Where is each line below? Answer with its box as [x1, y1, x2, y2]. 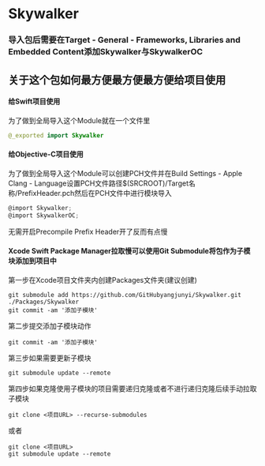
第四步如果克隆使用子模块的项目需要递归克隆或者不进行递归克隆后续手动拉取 [8, 384, 257, 393]
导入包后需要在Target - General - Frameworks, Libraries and [8, 35, 241, 46]
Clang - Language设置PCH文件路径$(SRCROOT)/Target [8, 179, 189, 188]
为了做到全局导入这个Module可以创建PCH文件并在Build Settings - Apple [8, 168, 243, 178]
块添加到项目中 [8, 256, 57, 265]
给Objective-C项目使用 [8, 149, 84, 159]
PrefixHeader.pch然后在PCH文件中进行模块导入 [17, 188, 172, 197]
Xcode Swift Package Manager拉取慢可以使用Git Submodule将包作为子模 [8, 246, 251, 256]
